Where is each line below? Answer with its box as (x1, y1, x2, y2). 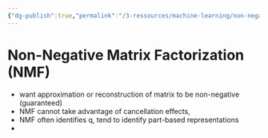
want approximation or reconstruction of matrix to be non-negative (18, 89, 240, 99)
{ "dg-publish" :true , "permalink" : (7, 11, 119, 20)
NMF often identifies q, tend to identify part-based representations (18, 115, 239, 124)
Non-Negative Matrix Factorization (7, 45, 245, 64)
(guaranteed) (18, 97, 63, 108)
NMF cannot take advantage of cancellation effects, (18, 106, 191, 116)
